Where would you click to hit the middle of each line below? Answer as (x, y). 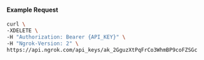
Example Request (32, 10)
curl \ (16, 24)
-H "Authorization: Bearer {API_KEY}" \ (66, 37)
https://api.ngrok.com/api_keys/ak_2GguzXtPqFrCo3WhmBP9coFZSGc (102, 50)
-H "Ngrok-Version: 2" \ (43, 43)
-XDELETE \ (22, 31)
